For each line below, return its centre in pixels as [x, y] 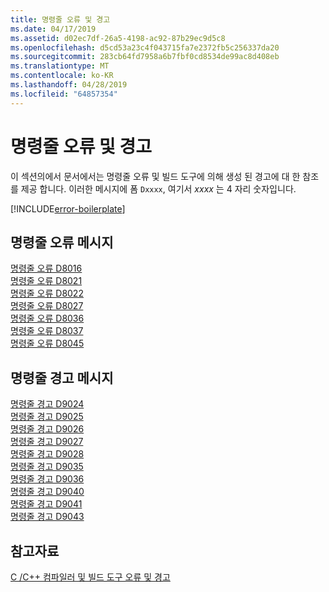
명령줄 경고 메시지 [62, 377]
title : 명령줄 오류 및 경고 [60, 19]
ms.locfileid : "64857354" [64, 94]
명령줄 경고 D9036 [47, 479]
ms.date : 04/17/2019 [53, 29]
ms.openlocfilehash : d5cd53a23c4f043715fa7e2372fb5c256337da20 [145, 47]
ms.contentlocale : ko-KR [62, 76]
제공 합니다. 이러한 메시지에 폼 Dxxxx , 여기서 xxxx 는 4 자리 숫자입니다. [158, 188]
